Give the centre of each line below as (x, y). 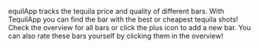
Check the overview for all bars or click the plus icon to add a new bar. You (129, 27)
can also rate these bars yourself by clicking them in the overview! (116, 36)
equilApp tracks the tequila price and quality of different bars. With (116, 11)
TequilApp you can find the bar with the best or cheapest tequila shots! (123, 19)
